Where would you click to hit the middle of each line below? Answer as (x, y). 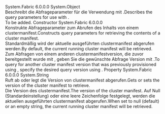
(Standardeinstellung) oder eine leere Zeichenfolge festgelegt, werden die (80, 96)
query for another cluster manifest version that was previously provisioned (81, 64)
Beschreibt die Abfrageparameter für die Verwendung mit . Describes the (79, 12)
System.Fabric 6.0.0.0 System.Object (43, 7)
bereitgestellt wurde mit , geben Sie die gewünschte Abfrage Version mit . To (82, 59)
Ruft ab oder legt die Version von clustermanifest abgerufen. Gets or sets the (82, 80)
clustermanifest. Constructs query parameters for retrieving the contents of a (83, 33)
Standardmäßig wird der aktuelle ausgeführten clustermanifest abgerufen (80, 43)
